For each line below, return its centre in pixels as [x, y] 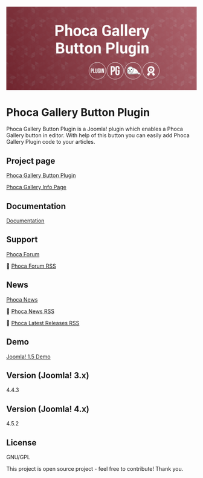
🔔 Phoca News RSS [30, 311]
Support [22, 240]
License [21, 443]
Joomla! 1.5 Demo [28, 357]
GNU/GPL [18, 457]
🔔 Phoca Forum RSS [31, 266]
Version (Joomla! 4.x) [48, 409]
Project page [31, 161]
